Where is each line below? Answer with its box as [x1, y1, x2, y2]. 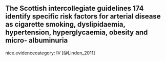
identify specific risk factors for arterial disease [5, 12, 161, 21]
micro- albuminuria [5, 36, 68, 45]
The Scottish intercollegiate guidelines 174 [5, 4, 144, 13]
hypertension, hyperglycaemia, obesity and [5, 28, 148, 37]
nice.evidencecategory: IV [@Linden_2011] [5, 50, 95, 56]
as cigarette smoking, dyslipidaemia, [5, 20, 126, 29]
